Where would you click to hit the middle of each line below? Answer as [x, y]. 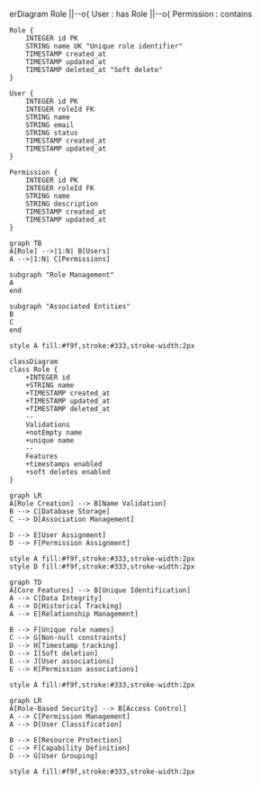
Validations [48, 424]
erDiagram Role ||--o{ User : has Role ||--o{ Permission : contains [131, 14]
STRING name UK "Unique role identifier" [104, 46]
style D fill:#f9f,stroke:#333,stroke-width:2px [102, 567]
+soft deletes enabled [68, 472]
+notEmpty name [54, 433]
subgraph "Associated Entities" [70, 306]
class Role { [34, 370]
